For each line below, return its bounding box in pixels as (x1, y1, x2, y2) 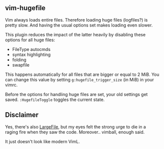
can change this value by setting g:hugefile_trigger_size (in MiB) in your (5, 76, 154, 82)
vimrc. (5, 82, 18, 88)
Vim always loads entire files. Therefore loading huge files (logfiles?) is (5, 17, 148, 23)
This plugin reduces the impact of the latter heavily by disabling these (5, 31, 146, 37)
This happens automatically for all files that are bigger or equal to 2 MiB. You (5, 71, 160, 77)
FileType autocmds (12, 46, 50, 52)
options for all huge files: (5, 37, 55, 43)
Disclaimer (5, 111, 39, 119)
